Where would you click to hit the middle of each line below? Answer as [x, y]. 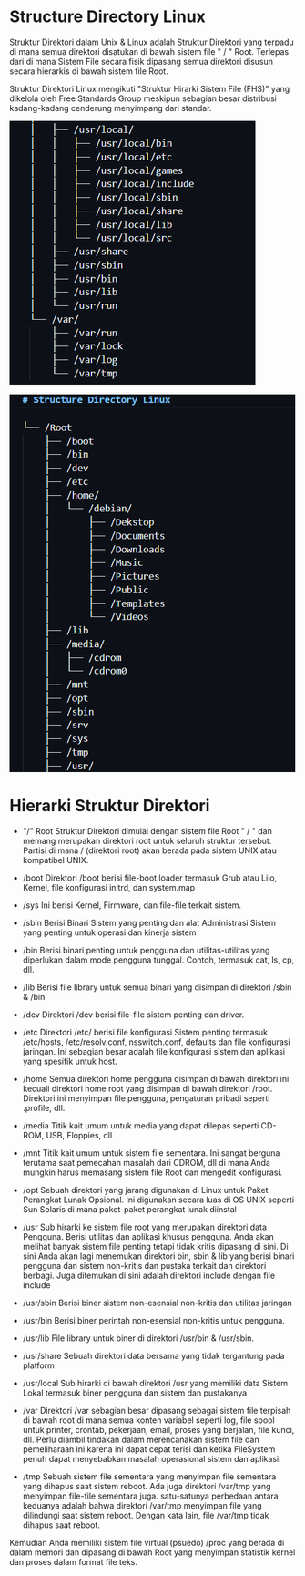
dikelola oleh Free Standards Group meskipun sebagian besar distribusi [143, 98]
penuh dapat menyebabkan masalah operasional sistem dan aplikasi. [152, 1458]
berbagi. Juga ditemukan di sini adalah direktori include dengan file [149, 1275]
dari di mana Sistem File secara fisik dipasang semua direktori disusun [142, 61]
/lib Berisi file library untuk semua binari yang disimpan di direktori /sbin [157, 987]
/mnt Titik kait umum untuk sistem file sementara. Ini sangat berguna [151, 1153]
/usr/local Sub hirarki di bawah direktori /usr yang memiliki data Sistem [155, 1383]
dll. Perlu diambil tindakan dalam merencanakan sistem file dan [141, 1439]
